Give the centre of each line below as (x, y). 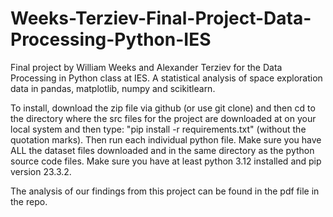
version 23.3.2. (41, 171)
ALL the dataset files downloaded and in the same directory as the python (162, 150)
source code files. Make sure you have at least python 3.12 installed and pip (166, 161)
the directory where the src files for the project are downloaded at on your (163, 118)
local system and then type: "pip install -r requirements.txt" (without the (158, 129)
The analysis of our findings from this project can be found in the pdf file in (165, 191)
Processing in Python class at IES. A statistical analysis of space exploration (166, 78)
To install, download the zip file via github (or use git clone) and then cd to (163, 108)
